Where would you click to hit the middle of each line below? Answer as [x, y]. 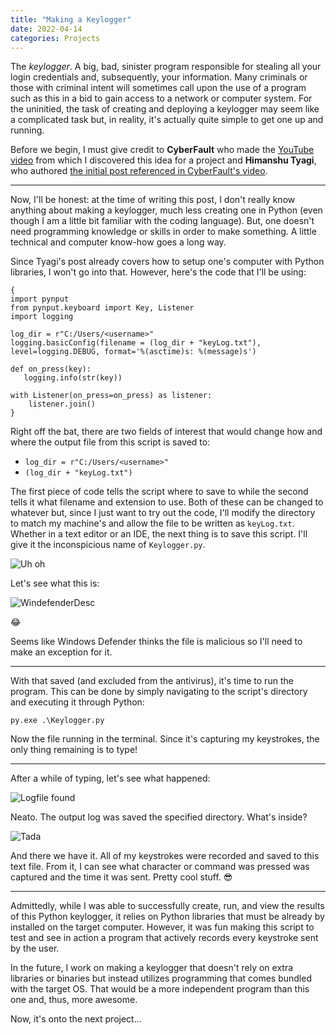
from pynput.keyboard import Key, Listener [102, 308]
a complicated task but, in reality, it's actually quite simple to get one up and [167, 120]
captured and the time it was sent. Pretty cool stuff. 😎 [121, 877]
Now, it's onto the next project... [76, 1019]
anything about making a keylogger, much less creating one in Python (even [166, 210]
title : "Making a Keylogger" [71, 19]
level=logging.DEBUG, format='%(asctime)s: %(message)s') [133, 352]
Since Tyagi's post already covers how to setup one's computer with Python [167, 262]
